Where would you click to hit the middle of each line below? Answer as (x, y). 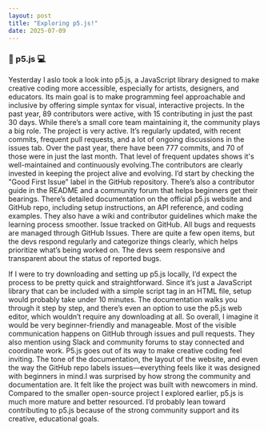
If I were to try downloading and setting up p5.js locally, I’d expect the (123, 274)
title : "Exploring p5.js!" (53, 23)
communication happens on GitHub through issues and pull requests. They (132, 333)
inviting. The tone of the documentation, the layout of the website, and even (133, 359)
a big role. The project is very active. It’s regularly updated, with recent (125, 131)
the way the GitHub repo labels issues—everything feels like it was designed (134, 367)
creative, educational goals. (54, 418)
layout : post (30, 16)
